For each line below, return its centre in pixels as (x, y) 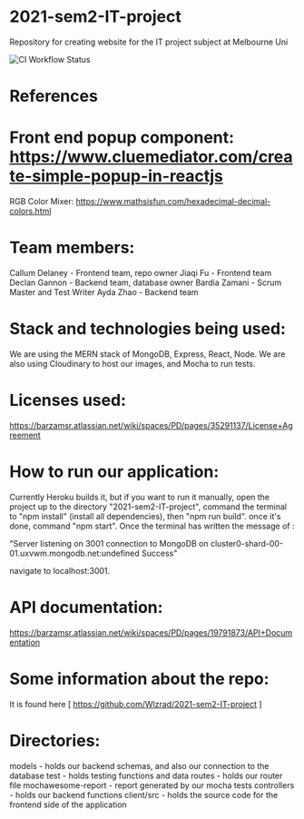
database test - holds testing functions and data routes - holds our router (146, 775)
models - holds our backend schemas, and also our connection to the (139, 765)
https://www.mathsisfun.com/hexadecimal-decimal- (173, 202)
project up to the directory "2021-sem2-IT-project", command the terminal (148, 507)
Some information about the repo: (139, 679)
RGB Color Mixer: (42, 202)
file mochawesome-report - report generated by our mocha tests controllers (152, 785)
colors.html (30, 212)
